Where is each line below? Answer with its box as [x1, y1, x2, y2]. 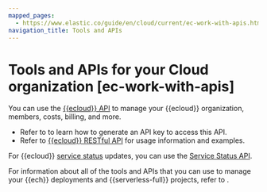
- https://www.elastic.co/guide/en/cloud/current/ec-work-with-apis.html [15, 19, 265, 27]
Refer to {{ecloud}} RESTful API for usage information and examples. [19, 136, 246, 145]
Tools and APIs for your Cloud [8, 60, 209, 79]
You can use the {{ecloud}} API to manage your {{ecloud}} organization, [8, 104, 245, 113]
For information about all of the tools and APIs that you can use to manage [8, 167, 252, 176]
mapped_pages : [8, 11, 56, 20]
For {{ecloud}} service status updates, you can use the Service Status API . [8, 152, 253, 161]
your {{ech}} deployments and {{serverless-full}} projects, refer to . [8, 175, 229, 185]
